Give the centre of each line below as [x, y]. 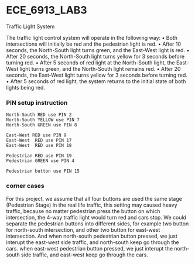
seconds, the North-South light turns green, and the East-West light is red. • [98, 50]
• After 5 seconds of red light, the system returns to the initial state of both [96, 81]
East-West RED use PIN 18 [39, 146]
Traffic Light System [30, 26]
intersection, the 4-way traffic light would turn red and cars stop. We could [96, 217]
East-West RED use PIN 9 [36, 135]
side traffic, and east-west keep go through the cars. [84, 255]
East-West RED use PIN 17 [39, 140]
